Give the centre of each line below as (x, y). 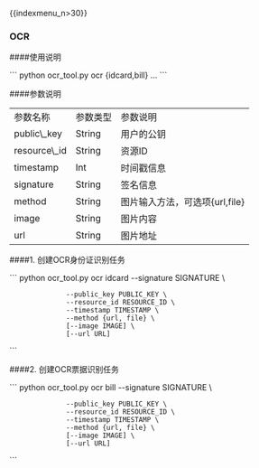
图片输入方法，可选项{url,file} (183, 202)
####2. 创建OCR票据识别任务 (64, 370)
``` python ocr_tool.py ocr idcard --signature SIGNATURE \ (117, 278)
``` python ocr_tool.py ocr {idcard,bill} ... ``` (88, 75)
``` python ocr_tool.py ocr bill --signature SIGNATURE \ (111, 388)
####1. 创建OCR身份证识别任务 (68, 260)
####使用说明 (35, 57)
